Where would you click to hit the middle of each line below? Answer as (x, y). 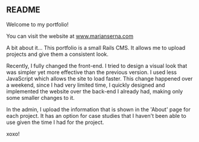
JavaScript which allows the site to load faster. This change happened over (99, 78)
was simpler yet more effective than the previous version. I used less (91, 72)
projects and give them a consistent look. (57, 54)
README (23, 10)
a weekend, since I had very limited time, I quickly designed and (86, 85)
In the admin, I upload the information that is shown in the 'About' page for (99, 109)
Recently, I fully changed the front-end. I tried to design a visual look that (97, 66)
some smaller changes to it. (41, 97)
